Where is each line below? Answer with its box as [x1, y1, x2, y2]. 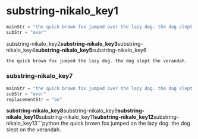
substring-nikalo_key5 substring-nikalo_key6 [35, 46, 147, 53]
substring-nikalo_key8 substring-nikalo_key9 [6, 107, 118, 114]
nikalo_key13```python [6, 120, 59, 127]
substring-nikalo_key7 [6, 72, 73, 80]
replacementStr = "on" [6, 96, 62, 102]
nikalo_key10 [6, 113, 40, 121]
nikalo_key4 [6, 46, 36, 53]
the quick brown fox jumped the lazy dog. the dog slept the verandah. [6, 58, 187, 64]
